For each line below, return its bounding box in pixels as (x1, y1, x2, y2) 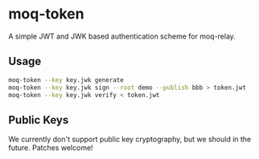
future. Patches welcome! (8, 143, 94, 153)
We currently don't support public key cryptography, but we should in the (8, 134, 252, 145)
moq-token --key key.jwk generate (8, 75, 125, 84)
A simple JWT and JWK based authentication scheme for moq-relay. (8, 31, 236, 41)
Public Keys (8, 113, 69, 127)
